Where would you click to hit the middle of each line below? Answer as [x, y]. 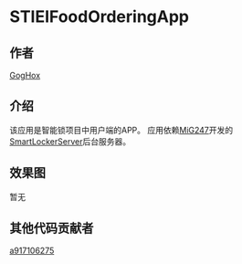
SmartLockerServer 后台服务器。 [70, 141]
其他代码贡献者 [52, 229]
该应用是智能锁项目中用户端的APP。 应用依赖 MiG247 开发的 [121, 130]
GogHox [25, 75]
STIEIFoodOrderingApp [100, 17]
